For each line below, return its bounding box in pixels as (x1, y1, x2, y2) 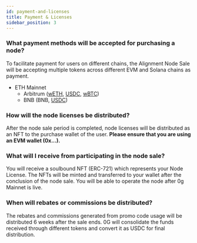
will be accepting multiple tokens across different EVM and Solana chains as (6, 66, 191, 73)
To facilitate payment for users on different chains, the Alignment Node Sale (6, 60, 190, 67)
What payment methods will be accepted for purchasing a (6, 39, 175, 47)
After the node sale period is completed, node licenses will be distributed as (6, 124, 190, 132)
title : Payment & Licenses (6, 14, 72, 20)
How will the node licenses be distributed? (6, 111, 130, 119)
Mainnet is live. (6, 184, 43, 191)
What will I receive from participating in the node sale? (6, 152, 165, 160)
